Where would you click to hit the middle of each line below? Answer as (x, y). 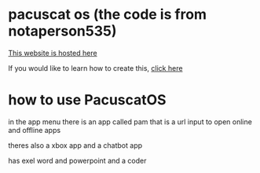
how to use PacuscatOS (87, 100)
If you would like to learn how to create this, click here (95, 68)
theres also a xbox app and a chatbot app (75, 145)
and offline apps (35, 130)
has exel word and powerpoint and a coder (77, 160)
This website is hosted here (53, 53)
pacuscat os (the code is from (107, 15)
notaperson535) (62, 31)
